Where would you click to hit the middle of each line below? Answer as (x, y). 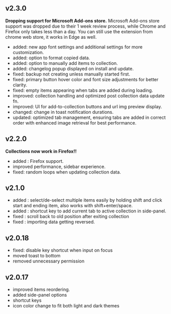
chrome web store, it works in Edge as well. (51, 37)
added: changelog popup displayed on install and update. (73, 68)
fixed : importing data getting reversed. (54, 222)
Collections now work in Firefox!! (41, 151)
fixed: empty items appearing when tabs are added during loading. (83, 90)
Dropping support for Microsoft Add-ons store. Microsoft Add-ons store (82, 20)
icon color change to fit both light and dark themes (66, 306)
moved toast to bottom (36, 256)
